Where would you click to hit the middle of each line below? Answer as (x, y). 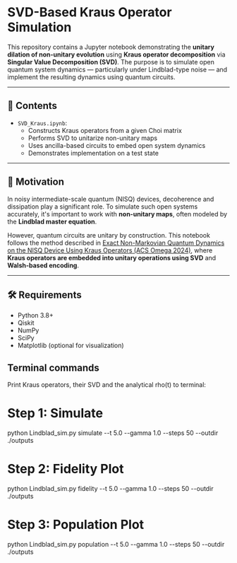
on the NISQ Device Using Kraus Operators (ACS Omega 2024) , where (110, 250)
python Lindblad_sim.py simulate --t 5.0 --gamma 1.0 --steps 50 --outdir (113, 433)
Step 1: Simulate (55, 413)
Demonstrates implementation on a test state (93, 153)
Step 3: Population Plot (76, 525)
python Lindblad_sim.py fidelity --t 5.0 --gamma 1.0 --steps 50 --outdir (110, 489)
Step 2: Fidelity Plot (66, 469)
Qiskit (26, 323)
